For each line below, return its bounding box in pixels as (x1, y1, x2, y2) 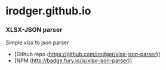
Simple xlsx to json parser (5, 39, 69, 46)
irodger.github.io (5, 4, 91, 18)
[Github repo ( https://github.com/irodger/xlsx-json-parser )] (14, 51, 161, 58)
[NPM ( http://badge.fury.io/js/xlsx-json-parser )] (14, 57, 132, 64)
